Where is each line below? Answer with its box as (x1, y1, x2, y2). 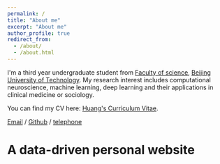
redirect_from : (7, 36, 52, 43)
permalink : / (7, 10, 45, 17)
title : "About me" (7, 17, 61, 24)
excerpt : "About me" (7, 23, 68, 30)
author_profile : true (7, 29, 71, 37)
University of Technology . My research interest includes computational (7, 75, 211, 84)
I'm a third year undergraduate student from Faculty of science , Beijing (7, 68, 212, 77)
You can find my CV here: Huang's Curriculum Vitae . (7, 104, 159, 112)
